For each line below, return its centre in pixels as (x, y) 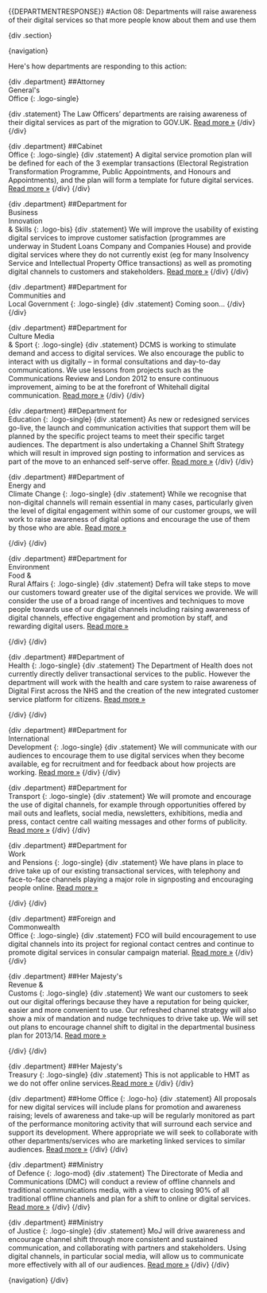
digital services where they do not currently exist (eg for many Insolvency (129, 255)
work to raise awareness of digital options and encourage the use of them (129, 519)
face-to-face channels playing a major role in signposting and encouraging (131, 879)
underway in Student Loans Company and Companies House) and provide (130, 246)
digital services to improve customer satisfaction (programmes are (117, 238)
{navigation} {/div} (39, 1280)
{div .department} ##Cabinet (55, 146)
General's (24, 90)
